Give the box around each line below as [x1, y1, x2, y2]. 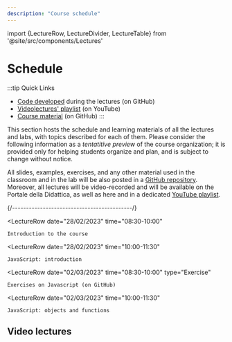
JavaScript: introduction [7, 255, 82, 263]
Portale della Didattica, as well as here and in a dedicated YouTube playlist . [7, 190, 221, 198]
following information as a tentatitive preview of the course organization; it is [7, 140, 226, 148]
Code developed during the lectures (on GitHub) [17, 97, 155, 105]
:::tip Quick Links [7, 84, 55, 92]
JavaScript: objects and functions [7, 307, 110, 314]
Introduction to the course [7, 230, 89, 237]
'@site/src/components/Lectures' [7, 36, 103, 45]
